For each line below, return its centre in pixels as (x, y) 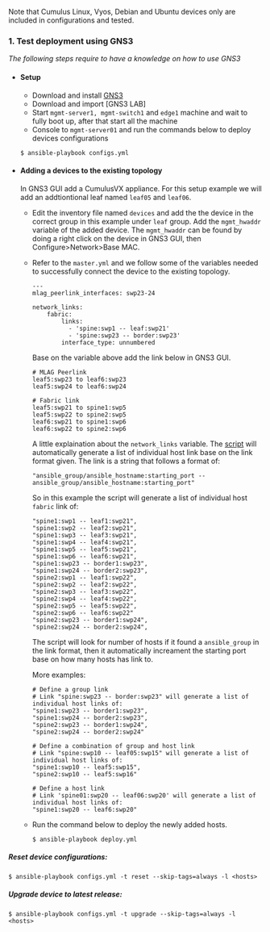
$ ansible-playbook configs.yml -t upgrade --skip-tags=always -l (122, 914)
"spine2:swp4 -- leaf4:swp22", (85, 599)
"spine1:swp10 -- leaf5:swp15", (86, 767)
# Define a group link (70, 689)
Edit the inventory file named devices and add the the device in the (143, 212)
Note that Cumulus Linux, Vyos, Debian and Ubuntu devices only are (122, 12)
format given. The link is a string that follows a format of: (126, 461)
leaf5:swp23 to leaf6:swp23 (79, 379)
